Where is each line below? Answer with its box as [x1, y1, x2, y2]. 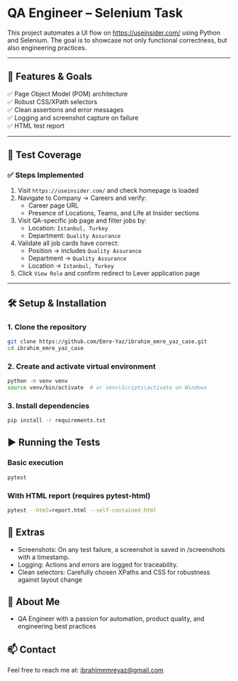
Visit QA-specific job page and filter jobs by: [17, 216, 147, 225]
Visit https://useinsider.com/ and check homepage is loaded [17, 186, 199, 195]
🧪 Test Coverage [7, 149, 82, 161]
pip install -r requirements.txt [7, 417, 106, 424]
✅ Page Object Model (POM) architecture [7, 89, 128, 98]
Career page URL [28, 201, 79, 210]
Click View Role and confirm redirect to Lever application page [17, 269, 200, 278]
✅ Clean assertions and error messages [7, 105, 124, 114]
